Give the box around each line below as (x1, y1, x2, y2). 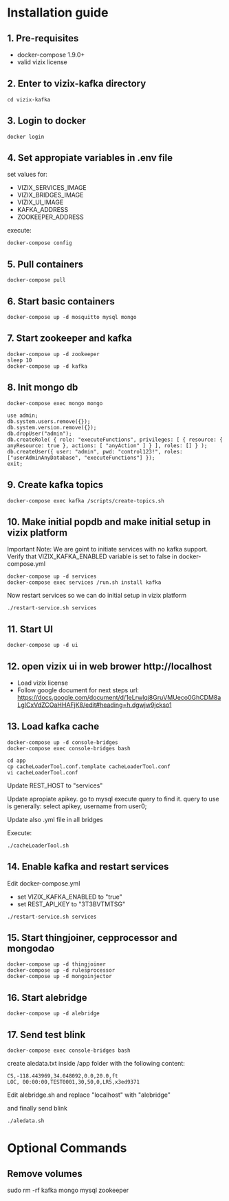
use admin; (7, 412, 39, 419)
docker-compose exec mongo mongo (7, 400, 103, 407)
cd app (7, 757, 26, 764)
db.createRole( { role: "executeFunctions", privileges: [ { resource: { (7, 436, 223, 443)
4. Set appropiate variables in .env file (7, 152, 173, 164)
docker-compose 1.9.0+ (17, 50, 85, 59)
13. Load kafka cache (7, 721, 100, 732)
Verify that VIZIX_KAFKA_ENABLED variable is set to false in (7, 552, 177, 560)
